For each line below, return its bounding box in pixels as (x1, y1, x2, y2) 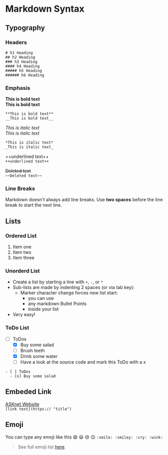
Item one (12, 244, 32, 250)
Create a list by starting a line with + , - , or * (12, 279, 104, 285)
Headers (5, 39, 27, 46)
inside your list (28, 306, 59, 312)
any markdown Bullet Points (28, 301, 87, 307)
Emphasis (5, 84, 31, 91)
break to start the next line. (5, 202, 62, 208)
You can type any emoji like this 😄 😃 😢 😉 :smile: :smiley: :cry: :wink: (5, 434, 163, 440)
